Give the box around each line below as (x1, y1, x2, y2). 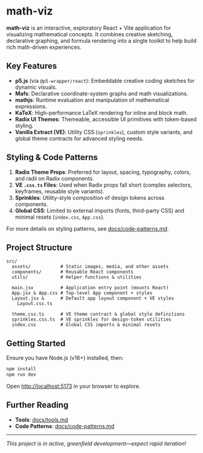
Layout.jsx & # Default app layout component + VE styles (11, 295, 174, 301)
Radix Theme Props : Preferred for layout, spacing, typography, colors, (14, 168, 192, 176)
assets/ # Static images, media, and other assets (11, 264, 169, 270)
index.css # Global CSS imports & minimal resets (11, 322, 161, 328)
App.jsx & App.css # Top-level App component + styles (11, 290, 153, 297)
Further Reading (6, 400, 69, 410)
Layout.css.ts (17, 301, 53, 307)
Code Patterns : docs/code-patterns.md (14, 422, 115, 429)
